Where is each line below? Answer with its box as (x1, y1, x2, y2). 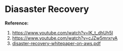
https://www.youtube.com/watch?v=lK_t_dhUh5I (12, 29, 113, 35)
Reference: (5, 20, 29, 26)
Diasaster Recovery (5, 3, 89, 15)
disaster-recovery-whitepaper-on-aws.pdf (12, 40, 101, 46)
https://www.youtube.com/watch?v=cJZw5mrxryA (12, 35, 118, 41)
